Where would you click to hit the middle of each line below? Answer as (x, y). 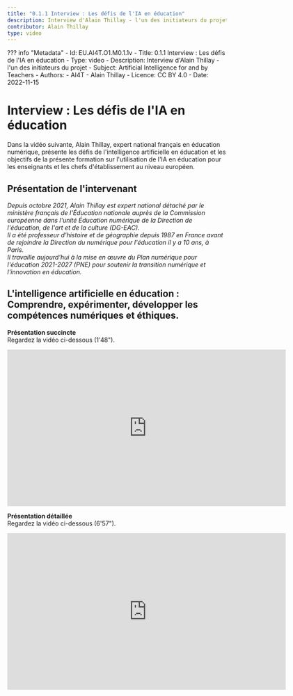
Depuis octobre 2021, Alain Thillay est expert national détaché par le (106, 205)
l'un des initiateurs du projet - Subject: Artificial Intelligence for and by (108, 68)
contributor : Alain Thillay (48, 26)
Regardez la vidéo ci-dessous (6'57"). (62, 523)
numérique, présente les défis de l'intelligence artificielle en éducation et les (117, 152)
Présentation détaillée (40, 516)
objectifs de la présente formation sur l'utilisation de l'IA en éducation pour (114, 159)
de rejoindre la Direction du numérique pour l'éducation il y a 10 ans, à (108, 242)
